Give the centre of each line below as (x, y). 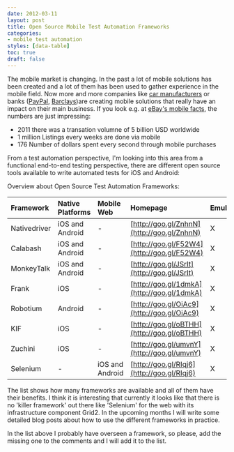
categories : (24, 33)
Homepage (149, 208)
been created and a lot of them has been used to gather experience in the (113, 86)
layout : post (26, 20)
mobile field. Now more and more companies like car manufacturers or (109, 93)
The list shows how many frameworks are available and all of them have (110, 390)
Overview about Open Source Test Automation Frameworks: (93, 186)
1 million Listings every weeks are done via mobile (89, 137)
